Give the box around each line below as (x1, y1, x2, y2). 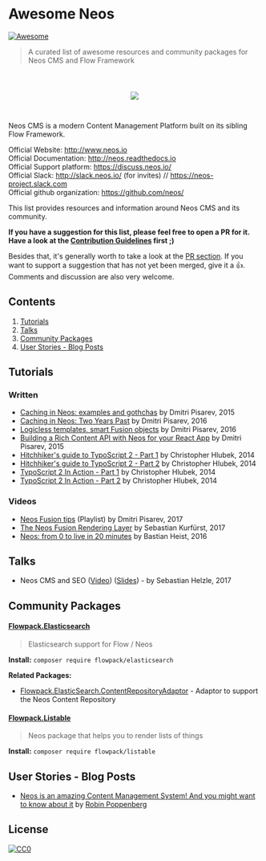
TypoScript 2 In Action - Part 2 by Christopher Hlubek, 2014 (19, 475, 218, 486)
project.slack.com (8, 178, 68, 189)
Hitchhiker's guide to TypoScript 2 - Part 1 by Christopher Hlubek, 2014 (19, 451, 255, 460)
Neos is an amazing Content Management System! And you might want (19, 790, 256, 800)
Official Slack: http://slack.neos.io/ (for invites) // (8, 170, 169, 180)
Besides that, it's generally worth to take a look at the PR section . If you (8, 251, 244, 261)
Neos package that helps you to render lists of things (27, 731, 204, 741)
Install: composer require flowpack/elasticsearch (8, 655, 174, 664)
